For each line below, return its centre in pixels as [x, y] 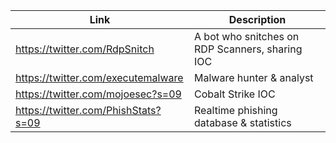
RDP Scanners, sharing [248, 49]
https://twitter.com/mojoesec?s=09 [98, 94]
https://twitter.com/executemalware [99, 77]
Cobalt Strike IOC [235, 94]
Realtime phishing [236, 110]
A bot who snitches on [247, 36]
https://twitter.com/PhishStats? [88, 110]
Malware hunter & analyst [254, 77]
